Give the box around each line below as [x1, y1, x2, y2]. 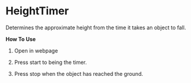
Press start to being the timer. [14, 59, 87, 66]
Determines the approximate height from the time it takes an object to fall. [5, 24, 186, 31]
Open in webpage [14, 47, 58, 54]
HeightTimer [5, 4, 69, 18]
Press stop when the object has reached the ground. [14, 70, 143, 77]
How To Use [5, 35, 36, 42]
